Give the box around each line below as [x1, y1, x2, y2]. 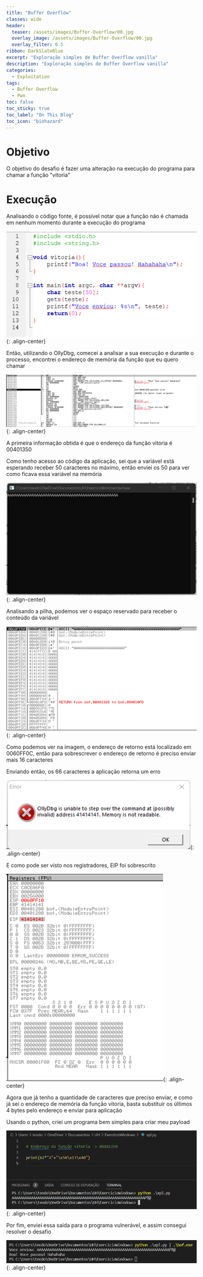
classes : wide [6, 16, 42, 22]
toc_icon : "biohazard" [6, 118, 63, 124]
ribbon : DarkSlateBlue [6, 48, 63, 54]
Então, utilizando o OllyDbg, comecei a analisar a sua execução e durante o [6, 350, 195, 357]
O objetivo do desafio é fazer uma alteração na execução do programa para [6, 165, 195, 172]
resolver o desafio [6, 1228, 51, 1235]
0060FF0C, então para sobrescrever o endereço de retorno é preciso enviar [6, 750, 196, 757]
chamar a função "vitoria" [6, 171, 71, 178]
